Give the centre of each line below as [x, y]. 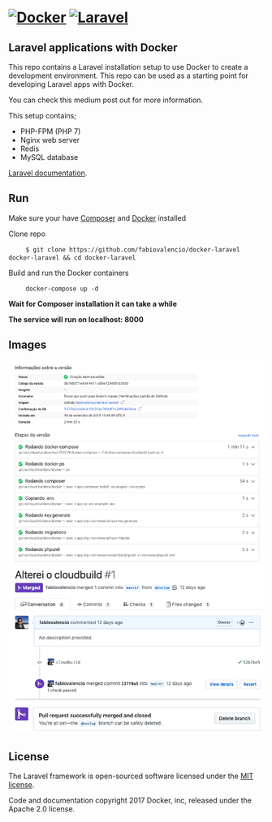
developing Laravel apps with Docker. [71, 84]
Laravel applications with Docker [93, 47]
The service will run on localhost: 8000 [76, 319]
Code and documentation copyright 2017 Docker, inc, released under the [130, 800]
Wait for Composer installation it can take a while [93, 303]
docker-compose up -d [62, 288]
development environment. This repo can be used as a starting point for [129, 75]
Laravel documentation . [48, 173]
